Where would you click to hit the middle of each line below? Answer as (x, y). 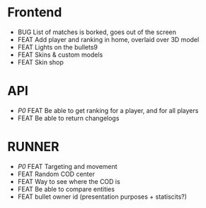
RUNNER (33, 147)
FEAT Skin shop (40, 62)
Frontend (35, 12)
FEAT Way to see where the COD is (69, 181)
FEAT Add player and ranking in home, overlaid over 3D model (108, 39)
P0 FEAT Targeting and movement (68, 166)
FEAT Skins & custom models (60, 55)
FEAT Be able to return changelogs (68, 118)
